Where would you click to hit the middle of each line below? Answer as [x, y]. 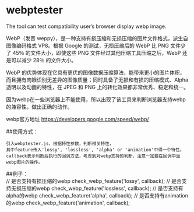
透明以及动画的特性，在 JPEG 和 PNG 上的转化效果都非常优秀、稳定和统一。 [98, 87]
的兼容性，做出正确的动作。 [39, 107]
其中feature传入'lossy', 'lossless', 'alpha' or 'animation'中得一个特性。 [95, 150]
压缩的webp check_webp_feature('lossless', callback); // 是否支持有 [102, 188]
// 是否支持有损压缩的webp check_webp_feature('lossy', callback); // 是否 [94, 181]
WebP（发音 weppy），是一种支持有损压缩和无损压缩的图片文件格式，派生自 [97, 38]
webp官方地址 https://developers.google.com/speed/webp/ [78, 119]
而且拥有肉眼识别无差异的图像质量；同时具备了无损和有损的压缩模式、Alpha [97, 80]
